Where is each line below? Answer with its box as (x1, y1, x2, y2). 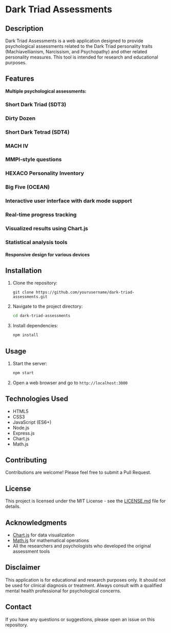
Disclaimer (5, 563, 40, 572)
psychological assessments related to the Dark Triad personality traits (5, 43, 153, 49)
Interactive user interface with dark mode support (5, 197, 132, 204)
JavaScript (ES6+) (12, 419, 52, 425)
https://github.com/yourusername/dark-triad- (35, 290, 135, 295)
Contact (5, 603, 32, 611)
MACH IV (5, 142, 29, 150)
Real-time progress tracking (5, 211, 77, 218)
